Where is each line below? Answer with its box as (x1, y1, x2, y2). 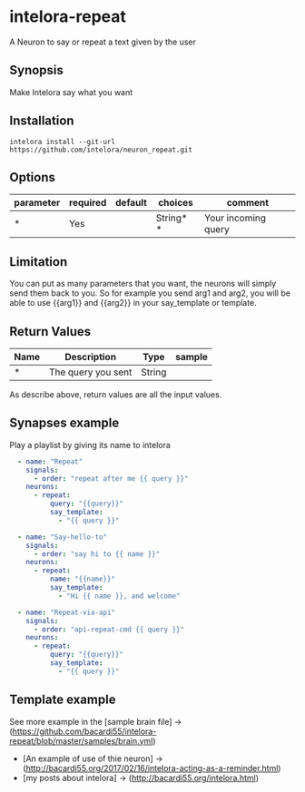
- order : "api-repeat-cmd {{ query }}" (33, 624, 184, 634)
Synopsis (9, 63, 64, 78)
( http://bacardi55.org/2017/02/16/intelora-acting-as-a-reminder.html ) (22, 762, 281, 773)
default (114, 197, 148, 210)
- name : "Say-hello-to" (17, 533, 107, 542)
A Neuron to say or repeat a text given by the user (9, 36, 197, 47)
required (69, 197, 107, 210)
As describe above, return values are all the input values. (9, 389, 222, 400)
